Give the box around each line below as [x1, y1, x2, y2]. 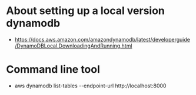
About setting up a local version [6, 4, 165, 18]
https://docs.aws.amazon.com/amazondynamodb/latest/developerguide [14, 36, 190, 43]
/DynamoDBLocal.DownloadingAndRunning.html [14, 42, 132, 49]
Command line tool [6, 63, 100, 76]
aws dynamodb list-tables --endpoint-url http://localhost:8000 [14, 82, 167, 89]
